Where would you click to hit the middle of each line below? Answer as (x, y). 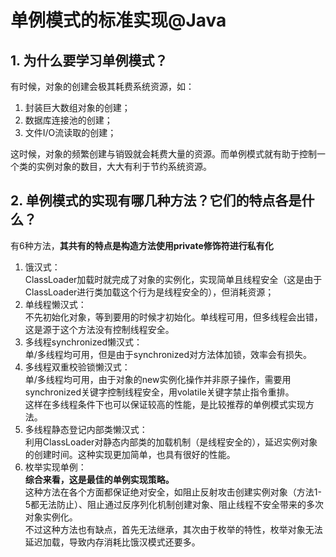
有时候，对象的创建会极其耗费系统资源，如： (102, 86)
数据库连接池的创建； (68, 120)
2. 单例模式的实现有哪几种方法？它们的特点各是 (156, 201)
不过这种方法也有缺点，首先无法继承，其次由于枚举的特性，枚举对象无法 (173, 529)
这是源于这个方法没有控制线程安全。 (99, 329)
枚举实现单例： (55, 467)
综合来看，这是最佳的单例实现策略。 (99, 479)
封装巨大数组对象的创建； (77, 107)
